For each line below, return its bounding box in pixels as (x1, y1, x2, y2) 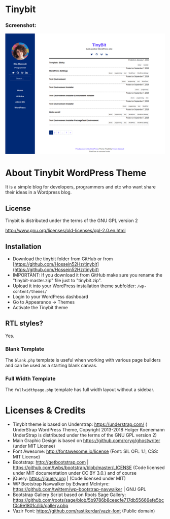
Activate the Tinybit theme (12, 305, 68, 311)
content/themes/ (12, 289, 47, 294)
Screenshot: (5, 22, 37, 29)
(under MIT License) (12, 443, 56, 449)
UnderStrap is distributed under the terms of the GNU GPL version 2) (12, 432, 157, 439)
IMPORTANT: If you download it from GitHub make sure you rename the (12, 272, 162, 278)
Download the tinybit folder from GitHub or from (12, 256, 113, 262)
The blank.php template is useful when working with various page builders (5, 357, 161, 363)
